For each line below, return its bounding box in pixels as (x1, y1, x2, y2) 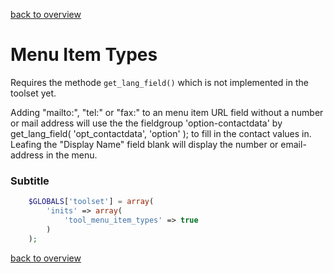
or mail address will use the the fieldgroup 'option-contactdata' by (10, 117, 283, 129)
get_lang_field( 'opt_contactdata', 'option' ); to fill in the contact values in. (10, 127, 312, 139)
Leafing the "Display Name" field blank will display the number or (10, 138, 279, 150)
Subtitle (10, 174, 50, 188)
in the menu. (45, 149, 98, 161)
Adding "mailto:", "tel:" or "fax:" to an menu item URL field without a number (10, 106, 324, 118)
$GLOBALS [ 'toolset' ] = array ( (28, 197, 155, 207)
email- (280, 138, 307, 150)
